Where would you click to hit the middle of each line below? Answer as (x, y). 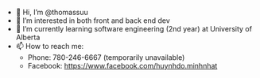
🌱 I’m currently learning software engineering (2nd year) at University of (134, 29)
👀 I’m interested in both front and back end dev (93, 20)
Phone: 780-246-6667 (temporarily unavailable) (106, 58)
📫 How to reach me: (50, 46)
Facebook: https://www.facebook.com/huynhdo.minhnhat (122, 66)
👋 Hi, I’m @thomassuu (52, 12)
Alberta (28, 37)
